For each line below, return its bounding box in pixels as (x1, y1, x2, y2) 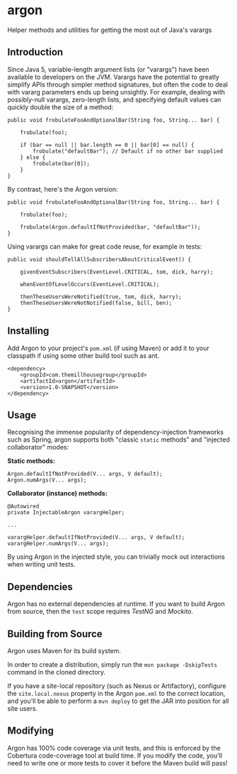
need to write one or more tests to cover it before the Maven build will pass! (7, 758, 228, 767)
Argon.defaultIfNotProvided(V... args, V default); (7, 471, 163, 478)
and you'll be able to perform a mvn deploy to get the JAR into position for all (7, 697, 229, 705)
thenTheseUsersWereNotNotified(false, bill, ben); (20, 299, 173, 307)
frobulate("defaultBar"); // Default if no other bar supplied (33, 148, 223, 155)
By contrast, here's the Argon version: (7, 185, 118, 193)
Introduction (7, 46, 64, 58)
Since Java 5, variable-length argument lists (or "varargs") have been (7, 65, 210, 73)
